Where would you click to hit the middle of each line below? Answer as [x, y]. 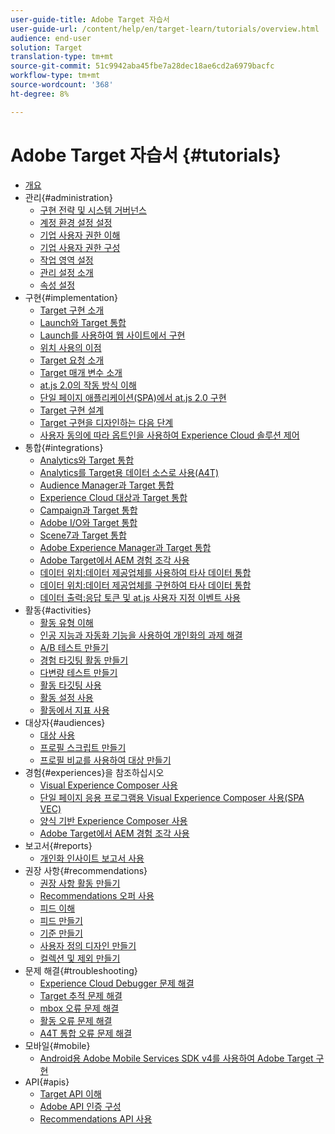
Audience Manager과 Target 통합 [107, 485]
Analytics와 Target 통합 [87, 460]
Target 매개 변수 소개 [81, 372]
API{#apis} [47, 1082]
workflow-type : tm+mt [55, 76]
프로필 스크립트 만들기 [83, 747]
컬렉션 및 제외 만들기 [80, 958]
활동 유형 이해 [66, 622]
